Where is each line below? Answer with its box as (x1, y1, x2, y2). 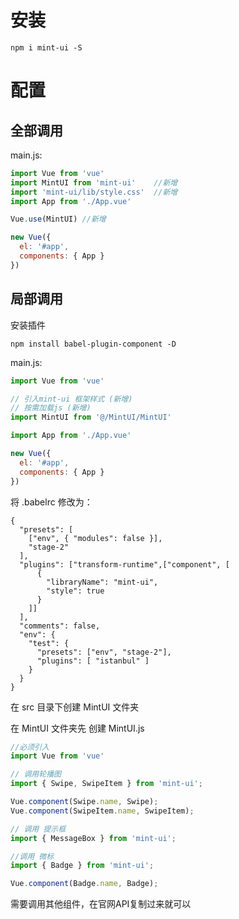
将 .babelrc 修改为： (10, 496, 93, 508)
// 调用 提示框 (10, 824, 67, 834)
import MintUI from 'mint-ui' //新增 (10, 177, 178, 188)
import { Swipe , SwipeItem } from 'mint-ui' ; (10, 779, 203, 789)
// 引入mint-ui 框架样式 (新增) (10, 394, 133, 404)
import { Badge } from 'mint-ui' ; (10, 861, 155, 871)
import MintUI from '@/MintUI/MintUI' (10, 412, 172, 423)
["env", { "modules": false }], (28, 533, 163, 543)
